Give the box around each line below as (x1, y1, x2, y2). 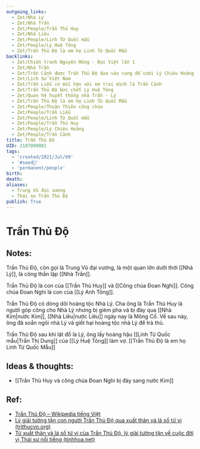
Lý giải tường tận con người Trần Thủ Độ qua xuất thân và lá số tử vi (14, 417, 182, 424)
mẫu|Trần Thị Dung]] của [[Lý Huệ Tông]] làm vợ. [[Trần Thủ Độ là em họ (6, 337, 186, 345)
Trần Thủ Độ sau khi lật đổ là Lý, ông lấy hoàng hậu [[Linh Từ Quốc (6, 331, 171, 338)
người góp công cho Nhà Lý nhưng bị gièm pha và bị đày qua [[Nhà (6, 307, 172, 314)
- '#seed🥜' (11, 160, 39, 166)
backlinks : (6, 53, 34, 59)
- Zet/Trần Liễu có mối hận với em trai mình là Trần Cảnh (11, 82, 162, 88)
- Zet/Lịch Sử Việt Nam (11, 76, 71, 82)
